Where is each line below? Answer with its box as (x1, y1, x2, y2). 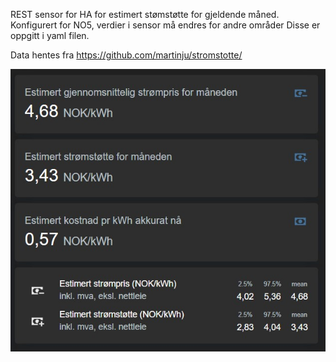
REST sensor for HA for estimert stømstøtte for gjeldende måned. (10, 9, 280, 20)
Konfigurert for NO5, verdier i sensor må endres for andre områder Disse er (10, 19, 321, 31)
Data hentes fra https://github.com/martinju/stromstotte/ (10, 49, 243, 61)
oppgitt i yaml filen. (10, 30, 90, 41)
